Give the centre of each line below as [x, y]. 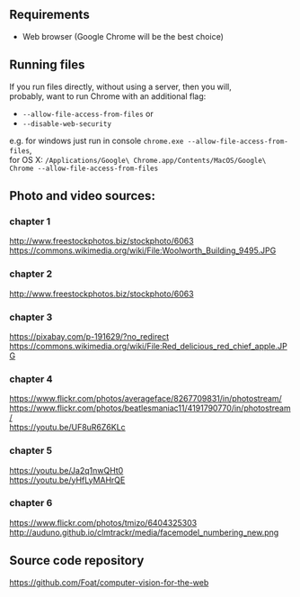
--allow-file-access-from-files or [88, 113]
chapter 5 [31, 451]
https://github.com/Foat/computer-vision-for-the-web [109, 582]
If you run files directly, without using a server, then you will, [120, 86]
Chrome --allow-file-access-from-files [84, 168]
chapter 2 [31, 274]
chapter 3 [31, 317]
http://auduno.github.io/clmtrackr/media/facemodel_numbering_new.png [144, 532]
